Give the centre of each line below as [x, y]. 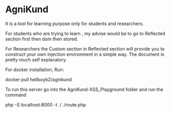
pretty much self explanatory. [36, 59]
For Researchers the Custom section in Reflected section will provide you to [85, 49]
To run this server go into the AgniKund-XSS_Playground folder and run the [84, 89]
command [16, 95]
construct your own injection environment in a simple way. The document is [85, 54]
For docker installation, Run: [35, 70]
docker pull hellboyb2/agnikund [39, 79]
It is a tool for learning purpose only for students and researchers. [75, 24]
